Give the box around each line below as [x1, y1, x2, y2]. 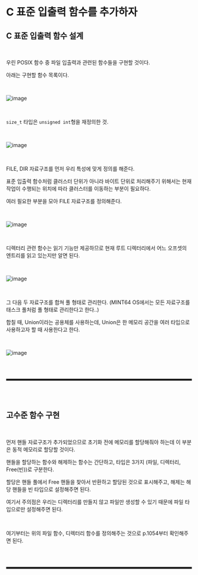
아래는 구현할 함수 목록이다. [6, 71, 70, 79]
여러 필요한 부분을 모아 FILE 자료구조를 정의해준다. [6, 198, 122, 204]
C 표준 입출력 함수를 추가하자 [6, 5, 138, 19]
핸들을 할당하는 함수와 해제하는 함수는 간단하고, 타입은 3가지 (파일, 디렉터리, [6, 458, 181, 465]
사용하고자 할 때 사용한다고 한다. [6, 326, 81, 333]
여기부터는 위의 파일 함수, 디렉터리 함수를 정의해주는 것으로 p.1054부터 [6, 530, 169, 537]
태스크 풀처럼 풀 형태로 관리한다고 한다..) [6, 306, 99, 313]
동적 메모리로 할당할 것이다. [12, 446, 75, 453]
